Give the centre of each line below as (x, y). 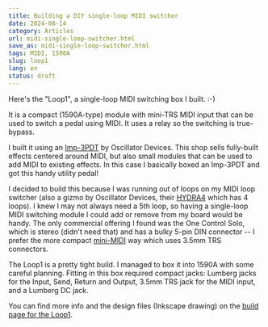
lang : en (23, 69)
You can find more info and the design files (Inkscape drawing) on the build (134, 306)
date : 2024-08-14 (38, 23)
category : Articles (41, 31)
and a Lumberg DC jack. (48, 290)
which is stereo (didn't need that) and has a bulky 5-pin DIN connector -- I (132, 232)
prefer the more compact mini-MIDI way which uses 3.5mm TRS (115, 240)
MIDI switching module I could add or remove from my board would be (126, 214)
